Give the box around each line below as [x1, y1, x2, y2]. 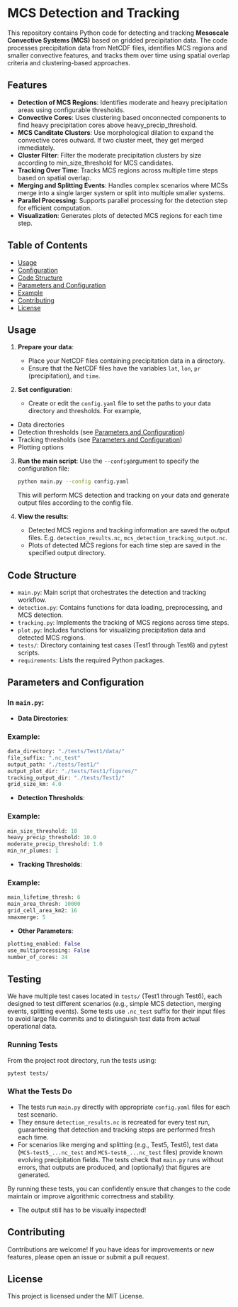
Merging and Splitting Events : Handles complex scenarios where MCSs [17, 181, 229, 190]
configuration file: [17, 464, 69, 473]
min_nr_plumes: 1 [7, 847, 59, 855]
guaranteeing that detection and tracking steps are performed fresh [17, 1125, 216, 1134]
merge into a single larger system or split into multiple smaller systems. [17, 188, 225, 197]
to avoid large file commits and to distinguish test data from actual [7, 1015, 200, 1023]
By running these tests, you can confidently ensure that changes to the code [7, 1184, 231, 1193]
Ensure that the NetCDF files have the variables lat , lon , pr [28, 364, 201, 373]
